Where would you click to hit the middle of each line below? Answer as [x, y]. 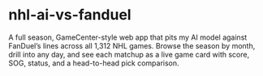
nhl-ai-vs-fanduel [70, 15]
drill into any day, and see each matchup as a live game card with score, [129, 54]
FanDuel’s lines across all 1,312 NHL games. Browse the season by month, [132, 45]
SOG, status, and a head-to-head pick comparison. [94, 63]
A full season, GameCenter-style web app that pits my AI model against [128, 37]
